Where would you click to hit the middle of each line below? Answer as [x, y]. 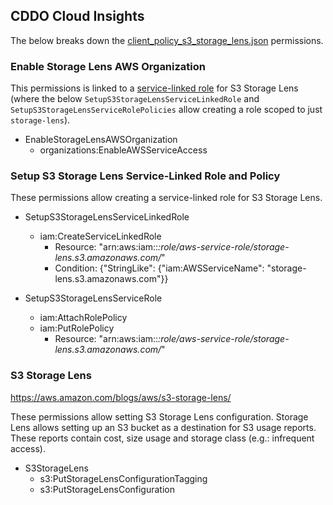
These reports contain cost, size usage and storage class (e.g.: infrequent [162, 438]
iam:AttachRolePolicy [83, 318]
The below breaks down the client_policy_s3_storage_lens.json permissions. [167, 40]
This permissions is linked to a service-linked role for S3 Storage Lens [154, 88]
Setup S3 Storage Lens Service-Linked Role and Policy [145, 176]
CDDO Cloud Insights [77, 16]
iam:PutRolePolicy [77, 328]
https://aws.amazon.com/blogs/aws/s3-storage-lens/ [121, 397]
